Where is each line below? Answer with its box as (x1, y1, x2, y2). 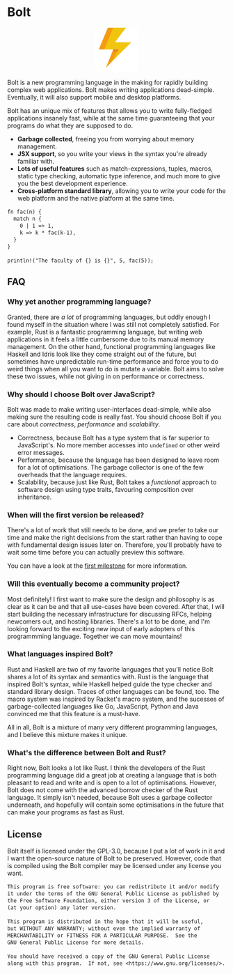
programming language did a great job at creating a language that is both (7, 771, 217, 780)
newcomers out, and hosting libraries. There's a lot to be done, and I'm (7, 617, 211, 626)
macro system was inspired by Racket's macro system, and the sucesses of (7, 695, 225, 703)
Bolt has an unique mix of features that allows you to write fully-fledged (7, 106, 212, 115)
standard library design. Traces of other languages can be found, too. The (7, 687, 220, 695)
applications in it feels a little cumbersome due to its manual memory (7, 335, 204, 343)
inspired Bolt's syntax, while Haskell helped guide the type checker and (7, 680, 212, 688)
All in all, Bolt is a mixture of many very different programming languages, (7, 722, 218, 732)
